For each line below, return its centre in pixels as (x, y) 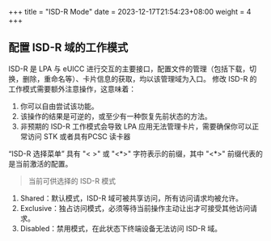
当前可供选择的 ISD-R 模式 (72, 180)
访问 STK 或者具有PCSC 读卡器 (79, 136)
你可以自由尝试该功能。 (59, 106)
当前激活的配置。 (44, 163)
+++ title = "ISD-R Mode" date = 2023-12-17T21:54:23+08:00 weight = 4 (130, 12)
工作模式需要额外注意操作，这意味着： (72, 89)
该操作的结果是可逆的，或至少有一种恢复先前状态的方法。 (116, 116)
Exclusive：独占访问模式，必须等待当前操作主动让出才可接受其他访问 (135, 208)
